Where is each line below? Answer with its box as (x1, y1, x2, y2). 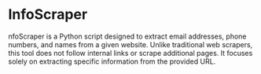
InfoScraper (8, 6, 88, 24)
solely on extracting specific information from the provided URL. (8, 57, 216, 66)
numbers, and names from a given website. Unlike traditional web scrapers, (8, 39, 253, 49)
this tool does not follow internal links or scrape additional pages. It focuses (8, 48, 253, 57)
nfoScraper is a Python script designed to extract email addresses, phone (8, 31, 247, 41)
